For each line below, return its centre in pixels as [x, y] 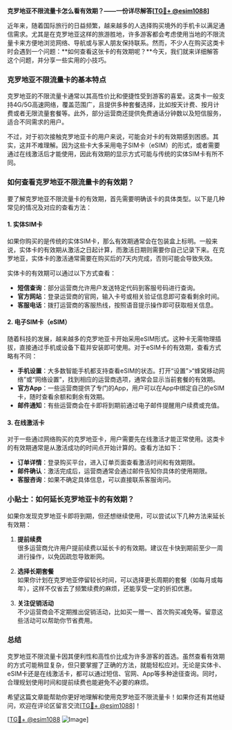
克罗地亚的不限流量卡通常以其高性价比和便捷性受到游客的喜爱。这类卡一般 [113, 96]
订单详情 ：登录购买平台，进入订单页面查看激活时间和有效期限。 [108, 462]
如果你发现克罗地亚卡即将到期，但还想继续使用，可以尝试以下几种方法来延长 [116, 516]
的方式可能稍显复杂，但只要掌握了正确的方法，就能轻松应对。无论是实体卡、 [116, 665]
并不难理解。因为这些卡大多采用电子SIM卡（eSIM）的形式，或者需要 [123, 145]
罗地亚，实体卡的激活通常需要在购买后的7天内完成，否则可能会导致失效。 [112, 258]
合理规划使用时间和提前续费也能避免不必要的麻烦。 [80, 682]
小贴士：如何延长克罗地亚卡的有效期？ [71, 499]
